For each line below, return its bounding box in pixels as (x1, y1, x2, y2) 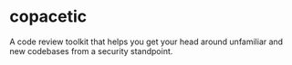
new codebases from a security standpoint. (9, 45, 173, 56)
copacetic (9, 6, 88, 27)
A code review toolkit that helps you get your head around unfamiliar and (9, 36, 284, 47)
